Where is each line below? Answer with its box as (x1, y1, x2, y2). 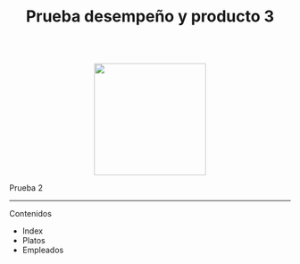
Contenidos (9, 208, 52, 218)
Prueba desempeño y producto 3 (25, 6, 275, 27)
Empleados (21, 244, 64, 255)
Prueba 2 (9, 182, 43, 193)
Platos (21, 234, 46, 245)
